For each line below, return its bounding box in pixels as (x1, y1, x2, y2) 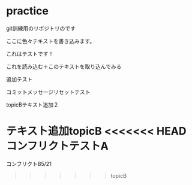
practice (6, 4, 49, 18)
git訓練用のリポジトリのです (6, 25, 76, 32)
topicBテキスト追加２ (6, 101, 59, 108)
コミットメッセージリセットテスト (6, 88, 91, 95)
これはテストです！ (6, 50, 54, 57)
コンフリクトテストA (6, 139, 109, 153)
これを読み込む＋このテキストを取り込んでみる (6, 63, 122, 70)
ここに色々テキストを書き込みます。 (6, 37, 95, 44)
